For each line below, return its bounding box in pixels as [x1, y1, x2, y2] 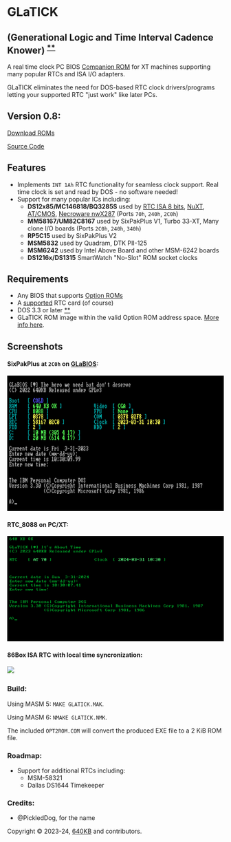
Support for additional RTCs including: [16, 766, 126, 775]
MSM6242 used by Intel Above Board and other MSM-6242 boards [27, 246, 219, 255]
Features [7, 162, 46, 174]
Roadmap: [7, 751, 43, 760]
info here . [16, 321, 45, 329]
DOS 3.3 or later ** [16, 306, 71, 314]
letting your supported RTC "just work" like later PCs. [7, 91, 158, 98]
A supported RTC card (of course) [16, 299, 114, 307]
